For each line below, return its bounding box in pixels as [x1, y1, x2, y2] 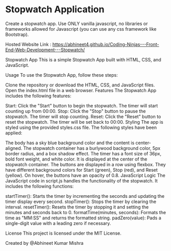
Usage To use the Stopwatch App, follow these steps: [5, 72, 118, 78]
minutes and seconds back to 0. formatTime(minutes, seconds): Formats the [5, 209, 166, 215]
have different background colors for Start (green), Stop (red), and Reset [5, 167, 158, 173]
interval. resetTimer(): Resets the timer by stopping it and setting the [5, 203, 149, 210]
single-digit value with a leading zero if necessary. [5, 220, 111, 226]
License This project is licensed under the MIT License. [5, 230, 121, 236]
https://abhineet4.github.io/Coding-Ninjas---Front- [52, 41, 159, 47]
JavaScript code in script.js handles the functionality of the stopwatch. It [5, 177, 158, 184]
